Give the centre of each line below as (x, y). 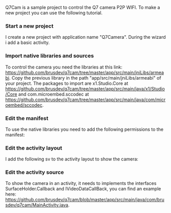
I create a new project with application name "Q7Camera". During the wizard (86, 37)
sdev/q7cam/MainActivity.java (37, 205)
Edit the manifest (27, 118)
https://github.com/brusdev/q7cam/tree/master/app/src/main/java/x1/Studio (85, 88)
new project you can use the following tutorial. (54, 13)
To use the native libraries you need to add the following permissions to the (84, 129)
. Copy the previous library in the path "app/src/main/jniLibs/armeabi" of (85, 78)
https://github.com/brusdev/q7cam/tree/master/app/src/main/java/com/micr (86, 100)
